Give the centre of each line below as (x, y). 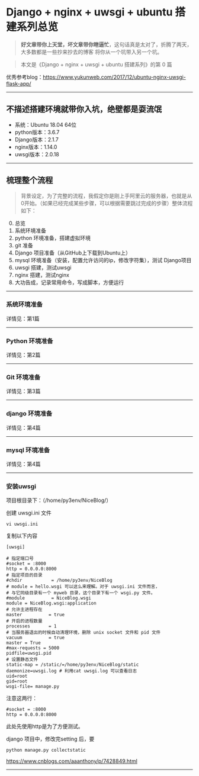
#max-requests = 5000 (33, 648)
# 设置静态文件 (22, 660)
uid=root (17, 676)
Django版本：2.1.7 (37, 139)
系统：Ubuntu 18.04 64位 (46, 124)
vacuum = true (36, 638)
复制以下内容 (22, 536)
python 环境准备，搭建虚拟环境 (52, 238)
